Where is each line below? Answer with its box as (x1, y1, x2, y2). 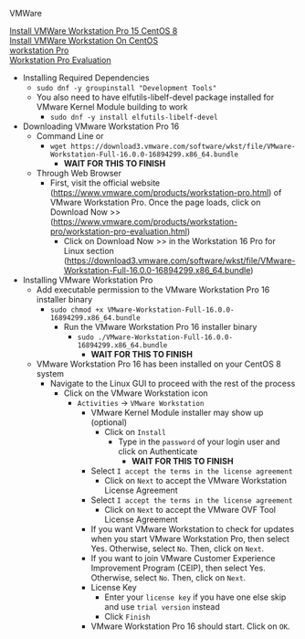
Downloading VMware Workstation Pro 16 (22, 121, 180, 132)
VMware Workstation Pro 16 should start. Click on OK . (90, 621, 290, 632)
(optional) (90, 417, 128, 428)
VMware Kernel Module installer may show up (90, 407, 264, 418)
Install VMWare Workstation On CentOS (9, 36, 159, 46)
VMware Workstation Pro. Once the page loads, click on (49, 197, 261, 208)
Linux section (63, 246, 114, 256)
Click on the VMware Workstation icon (63, 388, 208, 399)
